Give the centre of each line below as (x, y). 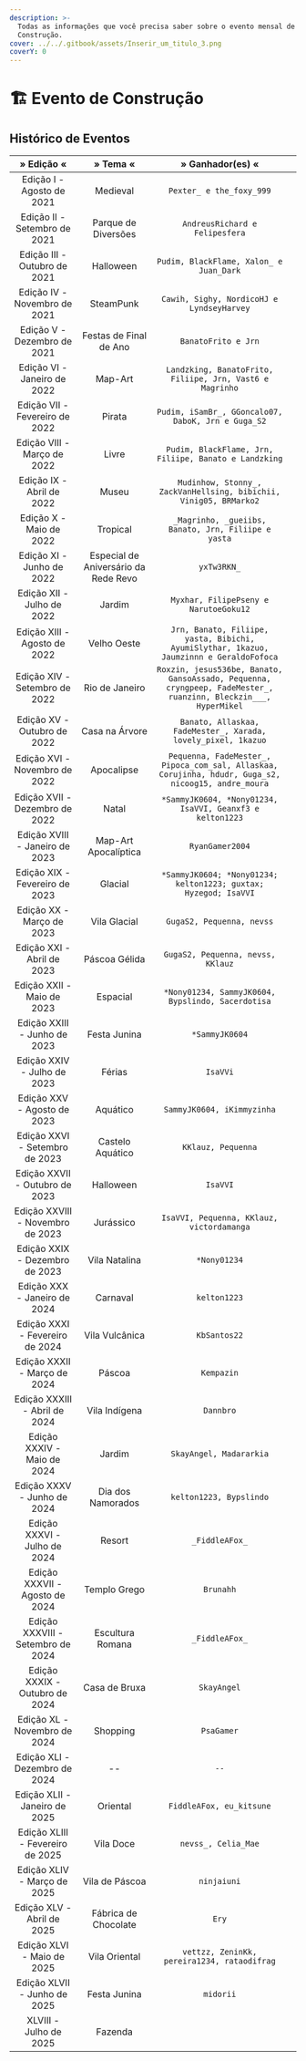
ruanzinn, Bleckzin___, (219, 697)
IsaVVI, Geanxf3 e (219, 809)
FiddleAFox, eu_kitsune (219, 1806)
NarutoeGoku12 (220, 609)
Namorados (114, 1503)
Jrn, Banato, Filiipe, (220, 630)
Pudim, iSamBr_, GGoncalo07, (219, 412)
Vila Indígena (114, 1411)
